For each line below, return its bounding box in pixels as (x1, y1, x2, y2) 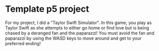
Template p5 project (5, 3, 89, 15)
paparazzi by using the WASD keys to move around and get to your (5, 35, 142, 41)
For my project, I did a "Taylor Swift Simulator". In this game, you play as (5, 20, 152, 25)
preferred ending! (5, 40, 41, 46)
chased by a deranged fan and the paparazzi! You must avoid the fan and (5, 30, 155, 36)
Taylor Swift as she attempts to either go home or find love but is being (5, 25, 149, 30)
